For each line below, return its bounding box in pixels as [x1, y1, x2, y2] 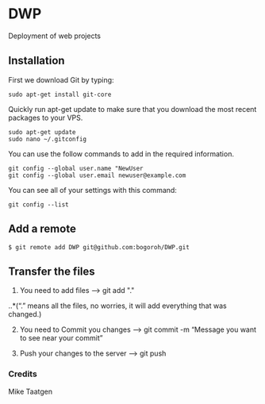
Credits [8, 368, 37, 379]
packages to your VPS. [8, 113, 83, 122]
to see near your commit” [19, 333, 103, 343]
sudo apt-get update [8, 128, 77, 136]
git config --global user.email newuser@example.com [8, 171, 186, 179]
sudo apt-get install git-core [8, 90, 112, 98]
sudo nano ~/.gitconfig [8, 135, 87, 143]
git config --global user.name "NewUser [8, 164, 144, 172]
